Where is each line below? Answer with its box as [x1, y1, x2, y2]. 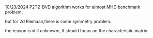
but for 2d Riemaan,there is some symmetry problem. [5, 19, 111, 24]
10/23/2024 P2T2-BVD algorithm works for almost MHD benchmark [5, 4, 140, 10]
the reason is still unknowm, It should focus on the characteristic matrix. [5, 28, 149, 33]
